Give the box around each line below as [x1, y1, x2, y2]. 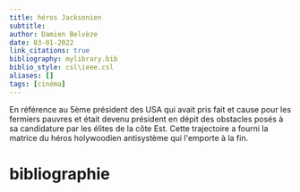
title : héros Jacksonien [9, 13, 102, 22]
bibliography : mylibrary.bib [9, 54, 118, 63]
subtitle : [9, 21, 47, 30]
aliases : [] [9, 71, 54, 80]
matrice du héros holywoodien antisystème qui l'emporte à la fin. [9, 132, 249, 143]
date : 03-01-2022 [9, 38, 74, 47]
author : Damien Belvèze [9, 29, 99, 38]
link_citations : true [9, 46, 90, 55]
